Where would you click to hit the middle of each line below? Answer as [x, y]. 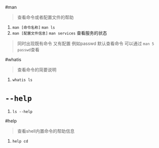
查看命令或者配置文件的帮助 [45, 17]
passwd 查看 [28, 50]
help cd [20, 141]
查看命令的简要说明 [37, 70]
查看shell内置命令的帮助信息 [46, 131]
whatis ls [22, 80]
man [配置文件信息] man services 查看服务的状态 [60, 33]
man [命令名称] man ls [34, 28]
